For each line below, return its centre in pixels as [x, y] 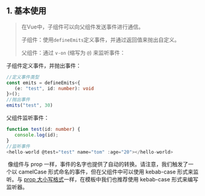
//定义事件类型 [23, 77]
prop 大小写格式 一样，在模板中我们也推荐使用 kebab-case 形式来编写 [111, 180]
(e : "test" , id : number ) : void [54, 88]
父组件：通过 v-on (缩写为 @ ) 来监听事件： [73, 52]
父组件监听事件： [28, 118]
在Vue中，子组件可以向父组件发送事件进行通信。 [82, 27]
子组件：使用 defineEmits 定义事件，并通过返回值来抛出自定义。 [100, 40]
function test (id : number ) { [43, 130]
